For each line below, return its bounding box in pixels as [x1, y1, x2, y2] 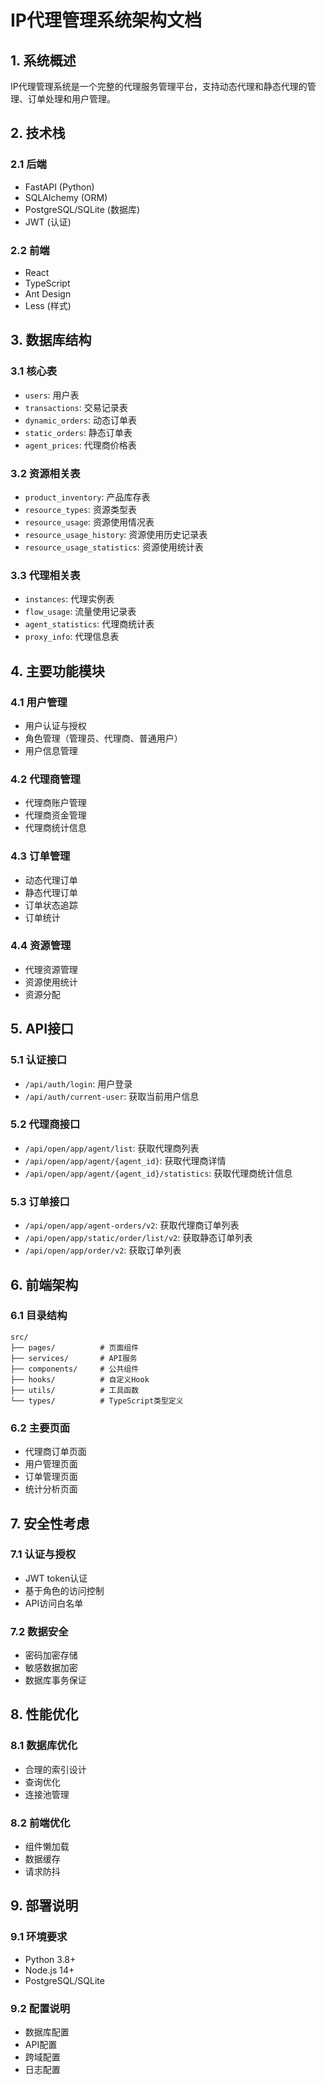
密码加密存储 [24, 1649, 78, 1661]
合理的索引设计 [24, 1763, 87, 1775]
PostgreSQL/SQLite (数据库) [24, 203, 141, 215]
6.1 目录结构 [10, 1309, 68, 1323]
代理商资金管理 [24, 809, 87, 821]
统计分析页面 [24, 1483, 78, 1495]
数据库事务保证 [24, 1674, 87, 1686]
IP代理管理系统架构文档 [10, 9, 203, 32]
